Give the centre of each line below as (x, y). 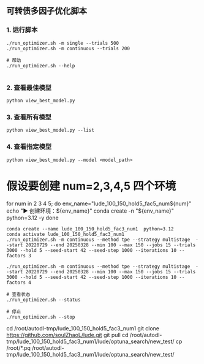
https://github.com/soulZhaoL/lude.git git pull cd (67, 335)
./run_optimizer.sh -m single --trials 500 (63, 43)
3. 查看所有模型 (29, 117)
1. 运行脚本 (22, 30)
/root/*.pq (18, 347)
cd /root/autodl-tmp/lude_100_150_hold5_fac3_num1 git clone (83, 328)
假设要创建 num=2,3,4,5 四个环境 (91, 186)
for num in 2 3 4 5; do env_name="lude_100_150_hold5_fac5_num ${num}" (99, 203)
